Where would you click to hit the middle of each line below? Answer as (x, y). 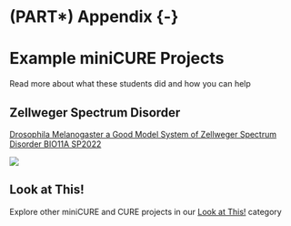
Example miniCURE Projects (117, 59)
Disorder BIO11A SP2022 (55, 144)
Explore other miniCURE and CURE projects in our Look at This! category (145, 211)
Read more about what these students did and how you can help (130, 84)
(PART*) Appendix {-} (94, 17)
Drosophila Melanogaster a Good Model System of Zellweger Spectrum (143, 134)
